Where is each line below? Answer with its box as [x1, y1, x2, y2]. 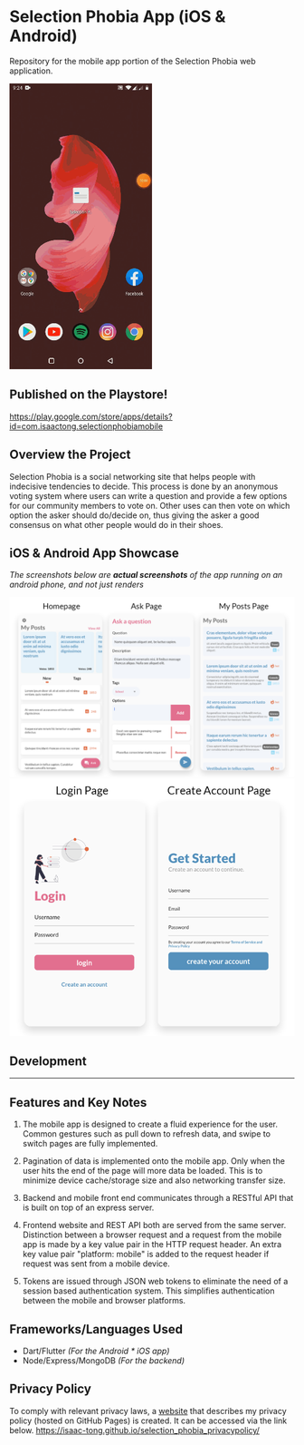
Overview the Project [9, 447, 131, 463]
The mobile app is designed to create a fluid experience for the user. [22, 1118, 279, 1130]
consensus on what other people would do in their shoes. [9, 519, 223, 530]
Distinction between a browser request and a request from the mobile [22, 1229, 282, 1240]
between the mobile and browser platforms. [22, 1295, 186, 1306]
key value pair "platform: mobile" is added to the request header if [22, 1249, 270, 1260]
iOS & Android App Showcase [9, 545, 179, 561]
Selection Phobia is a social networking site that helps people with [9, 471, 256, 482]
